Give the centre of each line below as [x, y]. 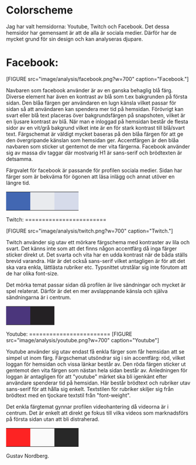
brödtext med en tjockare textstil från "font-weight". [68, 395]
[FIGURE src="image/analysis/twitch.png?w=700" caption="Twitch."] [90, 231]
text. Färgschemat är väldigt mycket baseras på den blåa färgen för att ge [95, 134]
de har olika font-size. [32, 273]
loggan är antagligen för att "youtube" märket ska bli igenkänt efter [87, 376]
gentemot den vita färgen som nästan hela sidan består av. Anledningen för [97, 370]
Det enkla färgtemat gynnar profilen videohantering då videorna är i [87, 406]
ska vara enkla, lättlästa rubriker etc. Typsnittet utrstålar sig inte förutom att [97, 267]
